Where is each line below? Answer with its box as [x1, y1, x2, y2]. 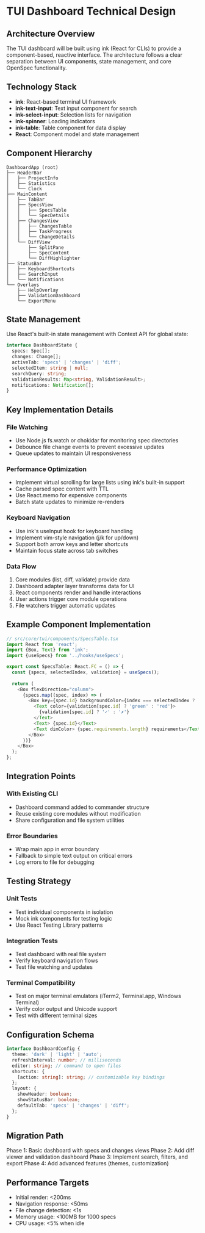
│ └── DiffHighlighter [6, 255, 81, 261]
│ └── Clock [6, 185, 43, 192]
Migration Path [6, 1131, 64, 1141]
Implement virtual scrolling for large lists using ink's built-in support [15, 479, 185, 486]
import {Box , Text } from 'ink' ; [6, 647, 88, 653]
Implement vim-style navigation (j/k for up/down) [15, 534, 139, 541]
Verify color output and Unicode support [15, 1005, 117, 1013]
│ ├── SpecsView [6, 201, 53, 208]
